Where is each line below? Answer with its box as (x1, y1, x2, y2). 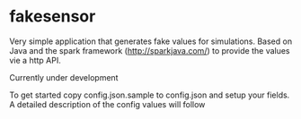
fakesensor (9, 6, 96, 27)
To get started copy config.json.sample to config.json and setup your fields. (9, 89, 290, 100)
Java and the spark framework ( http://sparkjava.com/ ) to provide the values (9, 45, 290, 55)
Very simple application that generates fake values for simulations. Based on (9, 36, 293, 47)
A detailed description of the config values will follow (9, 98, 206, 109)
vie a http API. (9, 55, 61, 65)
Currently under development (9, 72, 119, 82)
